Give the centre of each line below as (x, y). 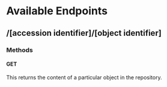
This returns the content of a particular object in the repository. (84, 77)
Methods (20, 50)
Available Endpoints (57, 11)
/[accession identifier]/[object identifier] (84, 33)
